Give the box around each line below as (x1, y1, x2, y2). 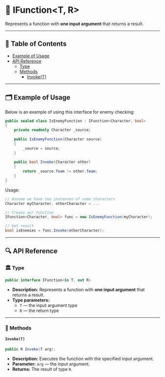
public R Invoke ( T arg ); (5, 346, 56, 352)
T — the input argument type (19, 302, 78, 308)
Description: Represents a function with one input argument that (12, 286, 145, 293)
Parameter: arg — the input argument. (12, 361, 90, 367)
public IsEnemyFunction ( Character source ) (14, 137, 102, 142)
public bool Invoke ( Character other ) (14, 160, 91, 165)
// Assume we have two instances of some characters (5, 196, 115, 201)
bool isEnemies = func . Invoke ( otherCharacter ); (5, 228, 105, 233)
